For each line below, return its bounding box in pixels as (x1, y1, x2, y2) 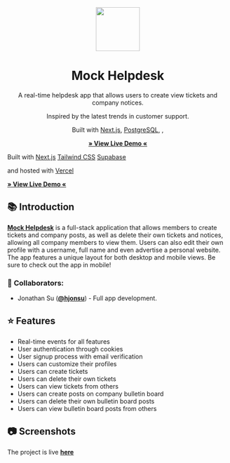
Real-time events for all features (17, 337, 110, 346)
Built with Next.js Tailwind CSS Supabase (7, 152, 126, 161)
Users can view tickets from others (17, 382, 119, 390)
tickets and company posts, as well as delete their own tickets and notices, (7, 231, 224, 239)
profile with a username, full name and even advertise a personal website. (7, 246, 221, 254)
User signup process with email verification (17, 352, 143, 361)
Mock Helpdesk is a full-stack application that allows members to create (7, 223, 217, 231)
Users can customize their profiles (17, 359, 117, 368)
